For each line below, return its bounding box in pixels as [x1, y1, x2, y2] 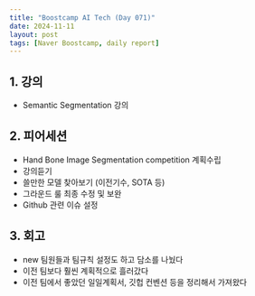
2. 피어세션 [9, 128, 68, 144]
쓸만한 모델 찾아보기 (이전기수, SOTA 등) [22, 177, 165, 188]
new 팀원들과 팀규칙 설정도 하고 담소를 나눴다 [22, 254, 184, 264]
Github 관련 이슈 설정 [22, 199, 99, 210]
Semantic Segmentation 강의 [22, 100, 129, 111]
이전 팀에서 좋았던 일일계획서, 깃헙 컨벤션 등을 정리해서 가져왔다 [22, 276, 247, 287]
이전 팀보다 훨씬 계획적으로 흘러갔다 [22, 265, 149, 276]
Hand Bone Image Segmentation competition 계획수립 [22, 154, 222, 165]
